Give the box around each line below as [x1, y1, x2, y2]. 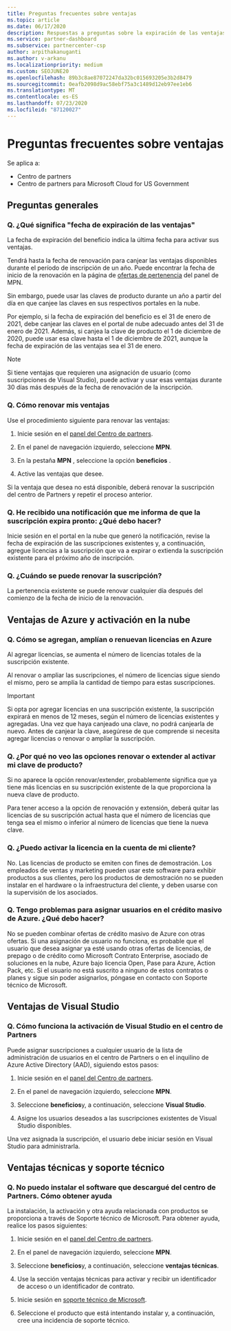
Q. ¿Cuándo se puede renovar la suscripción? [7, 570, 162, 580]
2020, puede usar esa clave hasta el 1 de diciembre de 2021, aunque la [7, 334, 208, 343]
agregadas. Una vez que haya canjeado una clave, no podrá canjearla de [7, 719, 214, 728]
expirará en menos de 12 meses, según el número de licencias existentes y [7, 712, 219, 721]
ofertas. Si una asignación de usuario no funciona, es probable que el [7, 937, 204, 945]
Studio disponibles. [16, 1121, 72, 1130]
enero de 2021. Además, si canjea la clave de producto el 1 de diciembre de [7, 327, 221, 335]
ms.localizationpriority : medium [7, 61, 103, 68]
